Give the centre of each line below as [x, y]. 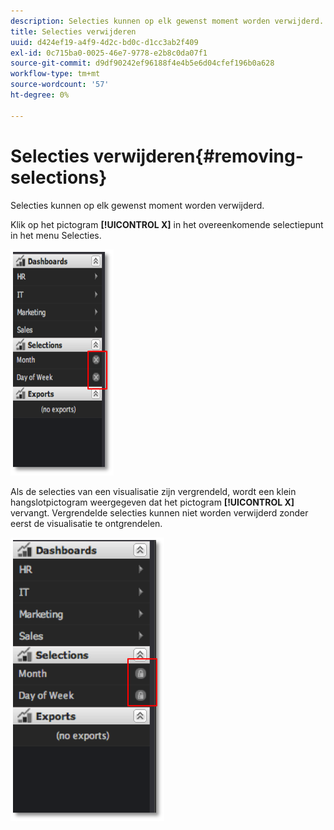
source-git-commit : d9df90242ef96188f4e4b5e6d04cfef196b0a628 [142, 63]
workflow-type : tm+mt [55, 74]
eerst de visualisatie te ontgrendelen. [86, 523]
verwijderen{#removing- [198, 156]
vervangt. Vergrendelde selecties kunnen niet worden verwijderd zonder [159, 512]
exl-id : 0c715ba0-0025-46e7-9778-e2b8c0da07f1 [109, 53]
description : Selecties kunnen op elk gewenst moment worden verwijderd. [167, 21]
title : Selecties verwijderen [73, 31]
